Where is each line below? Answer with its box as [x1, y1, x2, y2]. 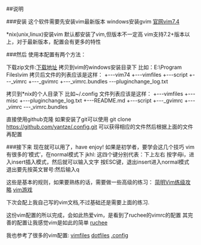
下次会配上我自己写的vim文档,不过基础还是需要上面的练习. [6, 199, 150, 205]
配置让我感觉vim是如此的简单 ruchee [16, 219, 108, 226]
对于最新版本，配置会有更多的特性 [16, 38, 101, 45]
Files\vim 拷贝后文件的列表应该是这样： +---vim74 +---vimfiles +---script [6, 71, 188, 78]
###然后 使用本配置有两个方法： [6, 51, 86, 58]
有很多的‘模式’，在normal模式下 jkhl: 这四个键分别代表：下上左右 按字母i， [6, 151, 189, 158]
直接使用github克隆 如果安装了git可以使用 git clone [6, 116, 131, 123]
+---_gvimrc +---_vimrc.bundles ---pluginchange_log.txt [28, 78, 169, 85]
